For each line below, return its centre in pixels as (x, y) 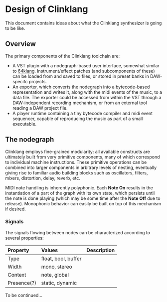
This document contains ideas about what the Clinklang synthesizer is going (83, 23)
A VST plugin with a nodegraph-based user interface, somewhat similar (86, 65)
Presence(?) (22, 283)
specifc (20, 81)
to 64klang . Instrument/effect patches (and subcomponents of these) (84, 71)
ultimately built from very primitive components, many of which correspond (83, 157)
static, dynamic (59, 283)
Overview (21, 44)
